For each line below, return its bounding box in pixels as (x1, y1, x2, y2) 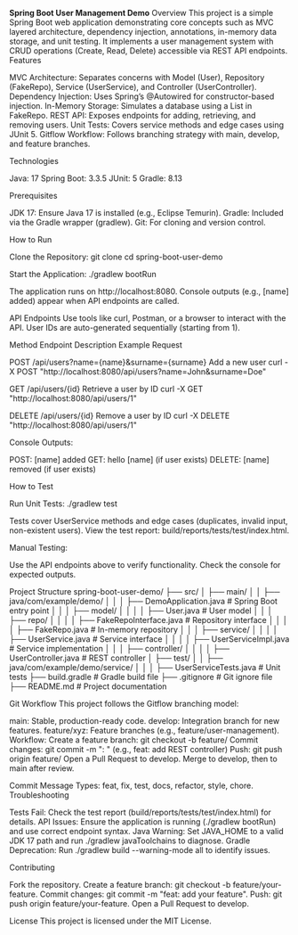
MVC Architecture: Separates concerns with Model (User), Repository (9, 72, 265, 83)
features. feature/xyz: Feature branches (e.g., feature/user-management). (9, 726, 280, 735)
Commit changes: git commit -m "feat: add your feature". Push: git (39, 889, 283, 899)
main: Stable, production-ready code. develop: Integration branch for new (9, 716, 280, 726)
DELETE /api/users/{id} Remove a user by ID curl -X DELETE (9, 410, 230, 421)
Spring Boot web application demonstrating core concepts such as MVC (9, 17, 274, 28)
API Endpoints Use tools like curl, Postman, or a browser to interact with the (9, 313, 286, 324)
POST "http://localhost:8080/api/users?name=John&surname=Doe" (16, 366, 267, 377)
